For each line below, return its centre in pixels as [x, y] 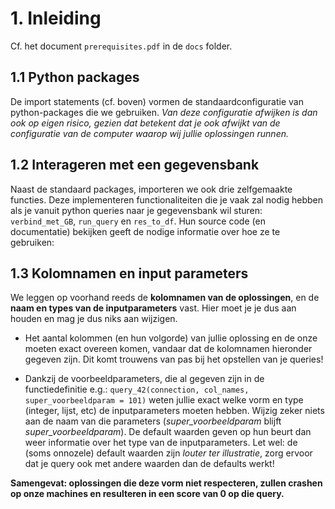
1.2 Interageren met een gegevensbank [135, 165]
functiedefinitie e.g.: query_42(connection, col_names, [137, 389]
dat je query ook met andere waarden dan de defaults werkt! [149, 464]
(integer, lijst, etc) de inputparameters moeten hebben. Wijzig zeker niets [174, 411]
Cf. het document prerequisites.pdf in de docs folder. [121, 46]
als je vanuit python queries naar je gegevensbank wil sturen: [136, 210]
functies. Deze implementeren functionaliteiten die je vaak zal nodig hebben [167, 199]
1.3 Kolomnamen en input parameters [129, 273]
